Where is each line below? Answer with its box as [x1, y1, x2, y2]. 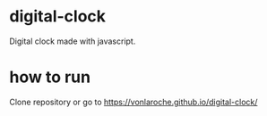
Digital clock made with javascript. [9, 36, 136, 46]
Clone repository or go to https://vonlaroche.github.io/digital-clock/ [9, 96, 258, 107]
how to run [9, 67, 91, 87]
